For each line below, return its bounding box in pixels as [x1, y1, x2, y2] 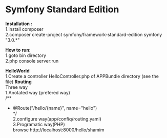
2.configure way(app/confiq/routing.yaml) [12, 115, 101, 122]
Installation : [5, 21, 32, 27]
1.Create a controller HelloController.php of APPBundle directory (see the [5, 73, 159, 79]
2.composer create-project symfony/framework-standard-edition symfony [5, 31, 162, 37]
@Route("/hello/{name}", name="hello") [12, 105, 97, 111]
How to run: [5, 47, 31, 53]
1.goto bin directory [5, 52, 47, 58]
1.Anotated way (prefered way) [5, 89, 71, 95]
